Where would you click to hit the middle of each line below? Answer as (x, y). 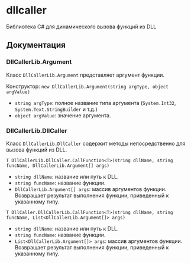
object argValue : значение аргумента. (63, 115)
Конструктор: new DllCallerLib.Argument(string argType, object (87, 86)
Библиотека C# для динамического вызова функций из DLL (81, 27)
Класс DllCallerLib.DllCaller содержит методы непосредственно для (96, 143)
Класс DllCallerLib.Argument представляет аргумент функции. (85, 75)
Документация (36, 45)
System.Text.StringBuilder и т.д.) (56, 109)
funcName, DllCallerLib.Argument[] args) (58, 166)
